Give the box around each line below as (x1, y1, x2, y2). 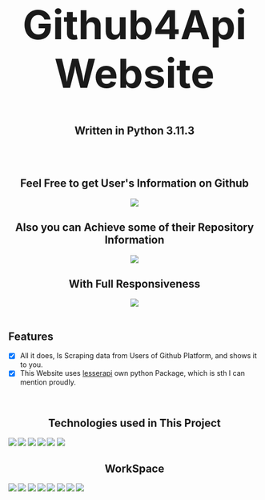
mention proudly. (19, 377, 76, 387)
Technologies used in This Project (47, 416, 222, 429)
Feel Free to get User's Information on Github (19, 176, 250, 191)
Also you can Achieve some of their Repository (14, 220, 255, 235)
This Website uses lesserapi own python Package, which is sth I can (19, 369, 246, 378)
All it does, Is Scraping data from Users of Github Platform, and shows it (19, 351, 258, 361)
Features (8, 329, 54, 343)
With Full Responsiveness (68, 277, 201, 291)
